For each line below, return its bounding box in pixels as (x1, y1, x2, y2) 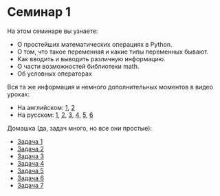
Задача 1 (16, 137, 43, 145)
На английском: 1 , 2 (16, 103, 76, 111)
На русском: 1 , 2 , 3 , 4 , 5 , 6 (16, 111, 94, 119)
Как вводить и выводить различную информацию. (16, 54, 166, 63)
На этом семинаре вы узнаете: (7, 27, 98, 35)
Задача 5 (16, 166, 44, 175)
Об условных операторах (16, 69, 93, 78)
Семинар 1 (7, 4, 71, 20)
